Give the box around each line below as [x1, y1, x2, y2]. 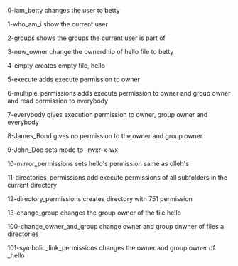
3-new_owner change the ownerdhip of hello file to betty [7, 48, 174, 56]
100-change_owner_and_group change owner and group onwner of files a [7, 222, 225, 230]
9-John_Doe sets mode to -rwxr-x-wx [7, 145, 119, 154]
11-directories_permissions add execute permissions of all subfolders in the [7, 173, 228, 181]
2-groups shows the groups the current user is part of [7, 34, 166, 42]
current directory [7, 181, 58, 189]
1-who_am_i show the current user [7, 20, 108, 28]
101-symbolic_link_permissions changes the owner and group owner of [7, 244, 215, 252]
